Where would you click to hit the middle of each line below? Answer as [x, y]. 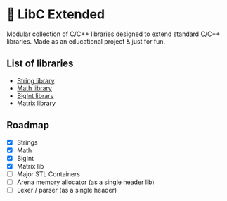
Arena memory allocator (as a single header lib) [86, 182]
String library [35, 80]
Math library [34, 88]
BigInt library [35, 95]
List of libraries [40, 64]
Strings [27, 142]
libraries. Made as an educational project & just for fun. [86, 41]
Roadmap [28, 125]
